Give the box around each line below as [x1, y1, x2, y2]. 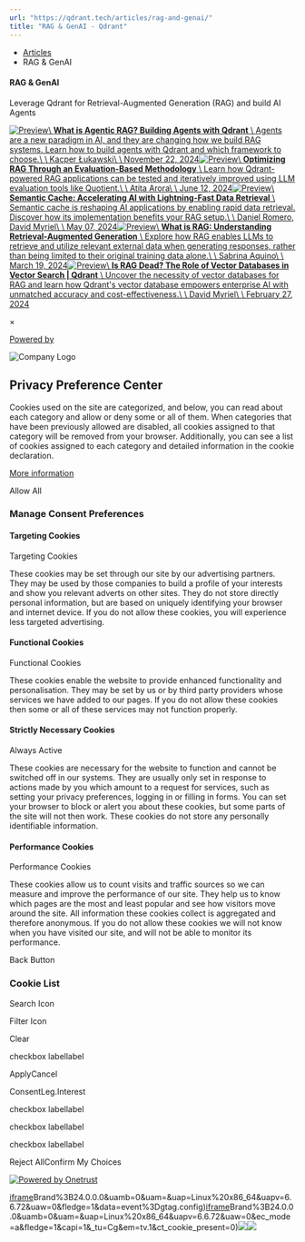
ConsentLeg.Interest [9, 1086, 86, 1097]
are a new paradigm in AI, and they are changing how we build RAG [9, 134, 261, 145]
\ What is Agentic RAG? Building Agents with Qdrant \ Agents [48, 124, 283, 135]
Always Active [9, 745, 63, 756]
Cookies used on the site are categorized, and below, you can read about [9, 402, 283, 412]
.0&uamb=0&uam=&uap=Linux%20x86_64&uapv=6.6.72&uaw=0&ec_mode [9, 1210, 291, 1222]
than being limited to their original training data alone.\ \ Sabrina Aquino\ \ [9, 250, 284, 261]
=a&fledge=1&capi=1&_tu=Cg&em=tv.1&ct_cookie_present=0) [9, 1221, 239, 1232]
